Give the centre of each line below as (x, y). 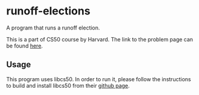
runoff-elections (48, 11)
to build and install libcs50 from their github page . (68, 85)
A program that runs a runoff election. (53, 28)
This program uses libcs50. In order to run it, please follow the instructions (99, 79)
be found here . (25, 46)
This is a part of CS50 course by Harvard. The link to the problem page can (100, 39)
